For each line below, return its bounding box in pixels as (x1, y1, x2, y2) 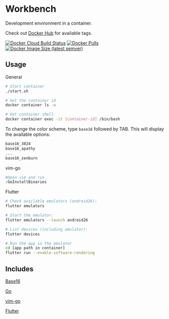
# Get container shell (5, 112, 54, 117)
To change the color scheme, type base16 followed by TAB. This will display (5, 126, 164, 132)
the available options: (5, 131, 51, 137)
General (5, 74, 22, 80)
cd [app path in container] (5, 246, 66, 251)
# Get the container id (5, 98, 56, 103)
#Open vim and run (5, 175, 45, 180)
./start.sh (5, 88, 29, 94)
